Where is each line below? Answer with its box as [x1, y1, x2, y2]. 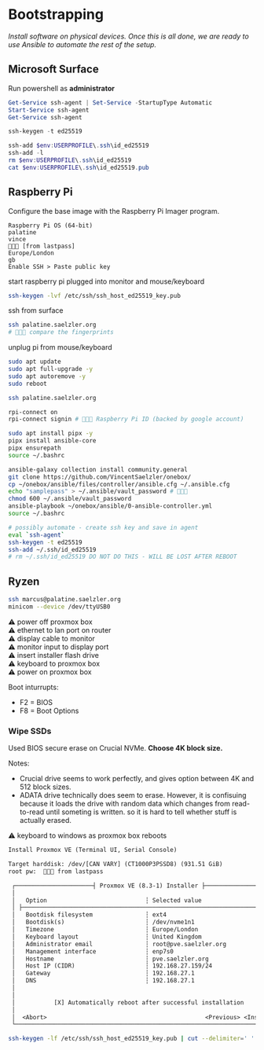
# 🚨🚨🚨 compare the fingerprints [8, 329, 114, 336]
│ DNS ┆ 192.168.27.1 [11, 977, 195, 985]
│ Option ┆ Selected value [11, 896, 202, 905]
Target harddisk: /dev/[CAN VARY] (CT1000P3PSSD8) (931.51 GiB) [8, 861, 223, 868]
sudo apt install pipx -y [8, 430, 93, 438]
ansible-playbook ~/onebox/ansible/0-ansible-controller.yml [8, 502, 213, 510]
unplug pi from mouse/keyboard [8, 343, 112, 352]
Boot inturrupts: [8, 682, 59, 692]
